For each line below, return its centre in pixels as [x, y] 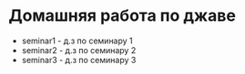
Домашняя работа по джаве [122, 16]
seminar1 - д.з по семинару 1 [77, 41]
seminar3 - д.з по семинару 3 [79, 60]
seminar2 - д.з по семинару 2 [79, 50]
